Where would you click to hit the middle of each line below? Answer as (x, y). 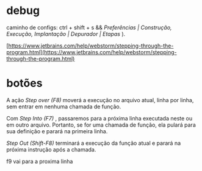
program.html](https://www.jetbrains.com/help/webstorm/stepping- (92, 52)
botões (24, 83)
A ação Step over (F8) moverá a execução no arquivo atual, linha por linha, (100, 100)
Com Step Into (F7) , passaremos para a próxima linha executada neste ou (99, 118)
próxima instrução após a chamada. (51, 149)
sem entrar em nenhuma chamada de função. (64, 106)
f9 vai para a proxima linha (40, 161)
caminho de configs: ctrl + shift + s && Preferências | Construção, (89, 27)
